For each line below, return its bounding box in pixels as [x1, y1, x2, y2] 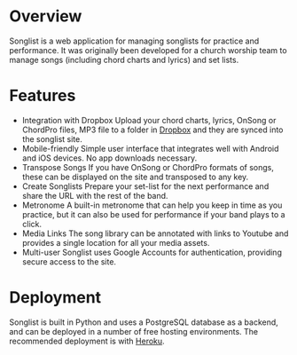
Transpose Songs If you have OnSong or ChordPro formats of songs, [21, 162, 275, 172]
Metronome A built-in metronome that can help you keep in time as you [21, 200, 283, 210]
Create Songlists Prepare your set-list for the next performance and [21, 180, 270, 192]
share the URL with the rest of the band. [21, 190, 168, 201]
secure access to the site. [21, 256, 117, 267]
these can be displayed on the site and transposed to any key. [21, 171, 249, 182]
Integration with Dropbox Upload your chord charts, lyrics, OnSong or [21, 114, 277, 125]
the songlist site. [21, 133, 82, 144]
